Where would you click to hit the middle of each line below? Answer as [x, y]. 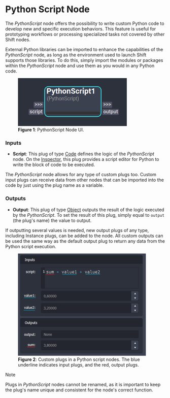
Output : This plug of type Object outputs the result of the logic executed [88, 210]
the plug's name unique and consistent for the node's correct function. [79, 390]
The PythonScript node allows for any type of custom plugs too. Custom [81, 175]
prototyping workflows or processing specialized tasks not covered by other [85, 34]
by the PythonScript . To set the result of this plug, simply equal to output [89, 215]
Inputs [13, 143]
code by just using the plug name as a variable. [55, 185]
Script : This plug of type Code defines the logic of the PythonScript [83, 154]
